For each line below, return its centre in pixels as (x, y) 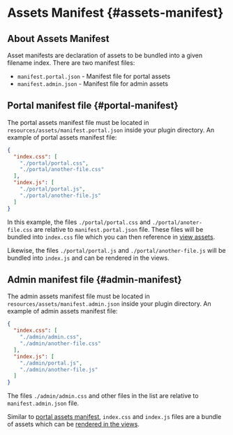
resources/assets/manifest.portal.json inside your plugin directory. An (111, 130)
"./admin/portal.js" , (51, 363)
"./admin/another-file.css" (60, 344)
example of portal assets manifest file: (62, 137)
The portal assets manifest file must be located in (78, 122)
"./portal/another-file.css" (62, 170)
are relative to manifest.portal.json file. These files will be (119, 229)
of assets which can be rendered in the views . (73, 425)
